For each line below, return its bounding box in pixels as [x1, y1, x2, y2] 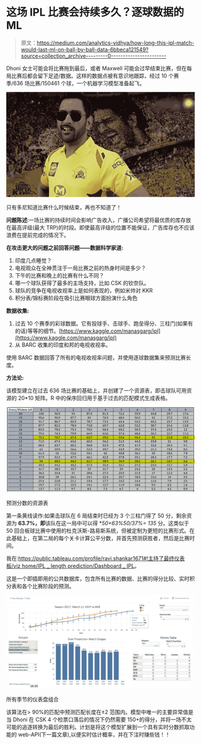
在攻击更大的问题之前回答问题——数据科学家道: [6, 244, 124, 252]
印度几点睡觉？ [14, 257, 52, 264]
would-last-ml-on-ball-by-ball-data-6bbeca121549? [20, 46, 149, 53]
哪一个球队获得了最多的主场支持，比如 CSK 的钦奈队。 [14, 279, 150, 287]
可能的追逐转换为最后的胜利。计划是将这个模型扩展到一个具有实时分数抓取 [6, 724, 190, 731]
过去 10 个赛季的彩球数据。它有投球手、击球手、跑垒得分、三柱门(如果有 [14, 320, 193, 327]
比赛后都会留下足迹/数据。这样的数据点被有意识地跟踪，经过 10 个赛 [11, 72, 179, 79]
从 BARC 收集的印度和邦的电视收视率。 [14, 341, 111, 348]
